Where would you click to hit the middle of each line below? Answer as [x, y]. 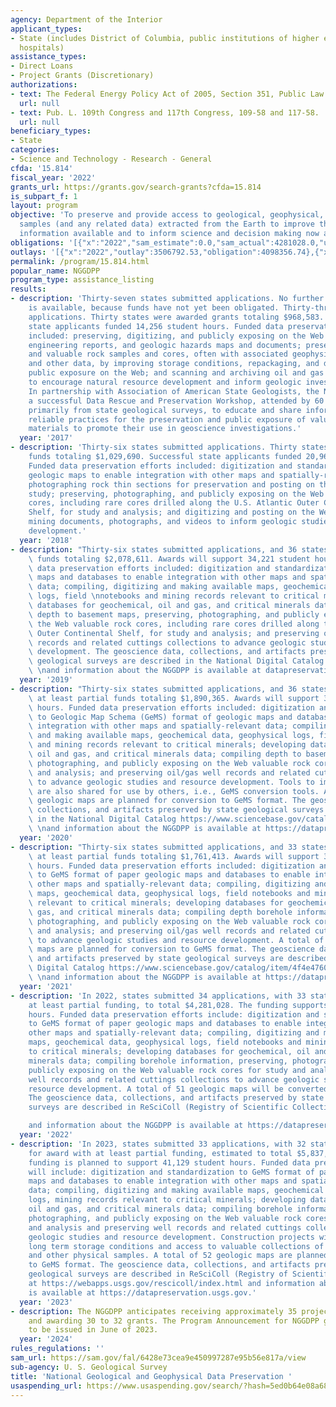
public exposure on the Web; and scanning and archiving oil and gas [176, 373]
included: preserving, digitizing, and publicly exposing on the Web [176, 336]
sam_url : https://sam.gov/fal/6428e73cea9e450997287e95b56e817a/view [158, 1358]
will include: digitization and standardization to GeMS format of [171, 1172]
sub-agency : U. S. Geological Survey [89, 1367]
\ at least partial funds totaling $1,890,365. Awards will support [174, 698]
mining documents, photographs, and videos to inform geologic [163, 522]
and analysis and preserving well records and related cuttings [165, 1227]
